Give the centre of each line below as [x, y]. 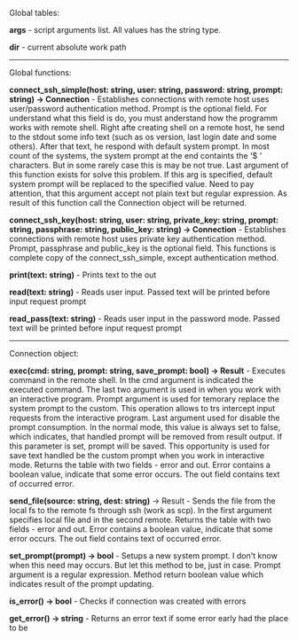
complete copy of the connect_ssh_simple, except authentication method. [144, 258]
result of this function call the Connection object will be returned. [128, 203]
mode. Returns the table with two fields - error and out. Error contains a [140, 465]
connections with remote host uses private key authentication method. [138, 239]
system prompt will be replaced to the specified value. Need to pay [132, 184]
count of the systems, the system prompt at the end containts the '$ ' [136, 156]
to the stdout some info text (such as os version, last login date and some [143, 137]
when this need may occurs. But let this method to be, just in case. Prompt [145, 565]
